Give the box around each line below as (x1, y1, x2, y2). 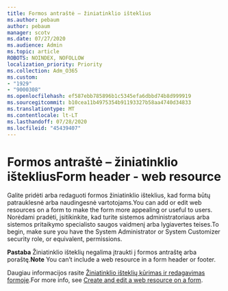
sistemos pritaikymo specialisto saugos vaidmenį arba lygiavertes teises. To (7, 220, 219, 229)
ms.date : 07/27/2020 (7, 36, 66, 42)
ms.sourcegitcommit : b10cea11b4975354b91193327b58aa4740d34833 (7, 99, 192, 106)
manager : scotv (7, 29, 51, 36)
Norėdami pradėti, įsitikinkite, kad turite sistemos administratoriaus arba (7, 213, 210, 221)
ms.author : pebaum (7, 16, 60, 23)
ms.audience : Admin (7, 42, 63, 49)
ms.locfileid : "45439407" (7, 125, 81, 131)
